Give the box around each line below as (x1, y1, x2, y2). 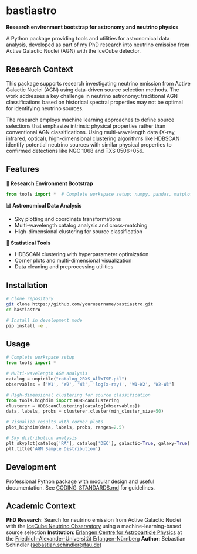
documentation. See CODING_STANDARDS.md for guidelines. (6, 484, 155, 491)
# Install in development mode (6, 317, 83, 323)
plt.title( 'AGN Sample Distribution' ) (6, 446, 101, 452)
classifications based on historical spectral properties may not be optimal (6, 98, 184, 106)
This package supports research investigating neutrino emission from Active (6, 80, 191, 87)
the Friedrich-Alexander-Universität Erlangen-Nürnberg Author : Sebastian (6, 535, 186, 542)
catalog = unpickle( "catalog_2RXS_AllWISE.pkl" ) (6, 376, 127, 382)
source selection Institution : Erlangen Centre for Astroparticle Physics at (6, 529, 182, 536)
